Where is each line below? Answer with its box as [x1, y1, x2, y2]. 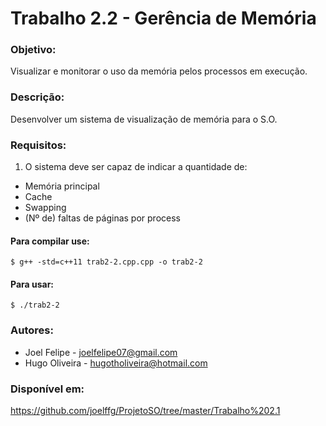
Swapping [24, 202, 67, 214]
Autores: [10, 323, 54, 337]
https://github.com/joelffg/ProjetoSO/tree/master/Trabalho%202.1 [10, 405, 281, 417]
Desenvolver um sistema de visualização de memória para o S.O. [10, 113, 278, 125]
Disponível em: [10, 382, 85, 396]
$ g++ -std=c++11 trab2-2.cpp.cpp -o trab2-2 [10, 257, 203, 267]
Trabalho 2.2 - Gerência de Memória [10, 7, 317, 30]
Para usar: [10, 278, 55, 290]
